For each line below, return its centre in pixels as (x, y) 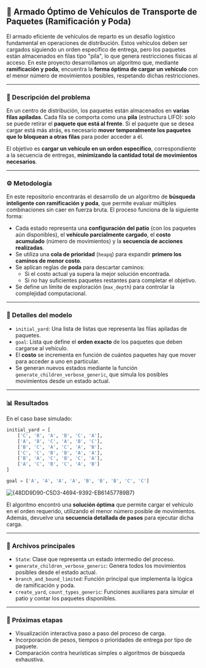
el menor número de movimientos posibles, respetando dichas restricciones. (103, 76)
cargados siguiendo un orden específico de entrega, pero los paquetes (96, 49)
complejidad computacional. (51, 294)
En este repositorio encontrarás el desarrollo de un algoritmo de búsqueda (101, 197)
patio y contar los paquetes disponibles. (66, 599)
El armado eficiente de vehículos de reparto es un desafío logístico (91, 36)
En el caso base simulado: (39, 418)
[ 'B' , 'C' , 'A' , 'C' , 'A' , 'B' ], (60, 447)
